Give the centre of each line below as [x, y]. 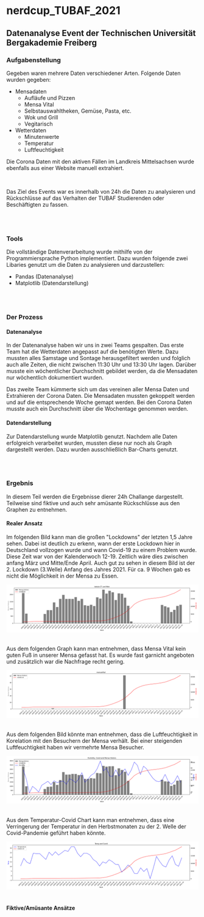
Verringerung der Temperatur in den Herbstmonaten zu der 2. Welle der [97, 827]
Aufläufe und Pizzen [50, 97]
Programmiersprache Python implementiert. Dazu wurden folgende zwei [97, 258]
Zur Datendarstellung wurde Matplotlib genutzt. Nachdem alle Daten [92, 436]
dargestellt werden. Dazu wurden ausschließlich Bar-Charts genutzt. [92, 449]
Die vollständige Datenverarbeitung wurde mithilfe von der [79, 252]
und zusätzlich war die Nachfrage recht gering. [65, 661]
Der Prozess [25, 317]
